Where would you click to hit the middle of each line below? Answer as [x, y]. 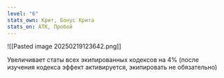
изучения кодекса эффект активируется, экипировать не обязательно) [112, 68]
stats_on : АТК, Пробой [40, 26]
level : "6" [23, 14]
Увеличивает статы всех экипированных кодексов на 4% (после [103, 60]
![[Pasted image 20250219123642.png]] [64, 47]
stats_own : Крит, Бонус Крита [51, 20]
